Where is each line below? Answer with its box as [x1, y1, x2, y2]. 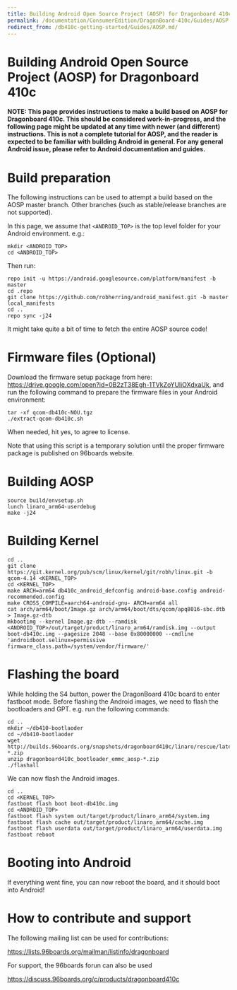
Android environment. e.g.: [7, 229, 85, 238]
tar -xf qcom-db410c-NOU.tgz [7, 409, 93, 417]
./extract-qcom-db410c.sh [7, 415, 83, 423]
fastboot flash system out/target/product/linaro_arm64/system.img [7, 813, 210, 820]
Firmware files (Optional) [7, 349, 157, 366]
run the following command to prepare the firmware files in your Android [7, 388, 218, 397]
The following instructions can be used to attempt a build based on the [7, 193, 213, 202]
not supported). [7, 208, 53, 216]
